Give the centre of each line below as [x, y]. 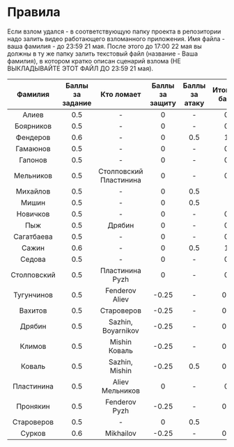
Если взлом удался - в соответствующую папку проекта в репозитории [114, 31]
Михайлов [33, 191]
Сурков [33, 433]
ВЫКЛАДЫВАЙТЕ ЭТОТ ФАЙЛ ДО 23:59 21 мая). [80, 68]
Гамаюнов [33, 148]
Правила [34, 12]
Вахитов [33, 311]
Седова [33, 259]
